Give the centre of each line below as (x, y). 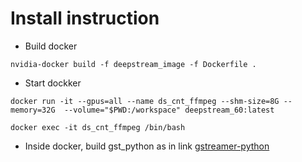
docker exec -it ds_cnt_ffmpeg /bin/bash (98, 127)
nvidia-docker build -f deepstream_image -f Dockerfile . (133, 64)
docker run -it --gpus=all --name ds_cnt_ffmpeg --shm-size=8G (145, 101)
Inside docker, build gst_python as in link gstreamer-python (147, 146)
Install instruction (85, 18)
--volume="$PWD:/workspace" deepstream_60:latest (169, 110)
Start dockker (53, 83)
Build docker (51, 46)
